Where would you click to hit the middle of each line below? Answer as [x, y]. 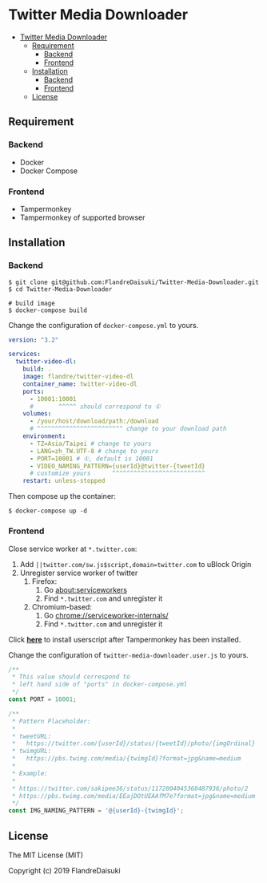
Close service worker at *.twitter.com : [73, 549]
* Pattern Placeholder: [51, 721]
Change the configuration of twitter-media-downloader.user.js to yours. [129, 654]
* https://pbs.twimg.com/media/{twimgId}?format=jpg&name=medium [126, 759]
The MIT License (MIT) [46, 855]
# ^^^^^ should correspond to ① [95, 407]
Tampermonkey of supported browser [82, 217]
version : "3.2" [34, 340]
